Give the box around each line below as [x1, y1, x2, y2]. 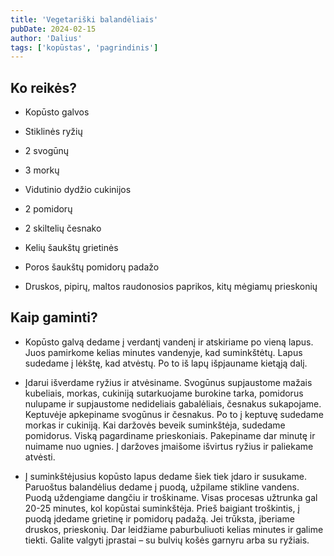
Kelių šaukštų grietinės [24, 242, 119, 254]
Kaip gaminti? [10, 309, 98, 326]
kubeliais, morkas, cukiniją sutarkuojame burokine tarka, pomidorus [24, 387, 304, 399]
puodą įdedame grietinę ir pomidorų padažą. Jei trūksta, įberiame [24, 512, 295, 525]
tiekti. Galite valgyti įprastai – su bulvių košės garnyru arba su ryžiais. [24, 534, 310, 546]
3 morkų [24, 164, 60, 176]
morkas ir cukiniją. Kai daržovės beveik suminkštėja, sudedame [24, 419, 286, 431]
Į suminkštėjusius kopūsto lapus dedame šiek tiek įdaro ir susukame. [24, 470, 308, 482]
